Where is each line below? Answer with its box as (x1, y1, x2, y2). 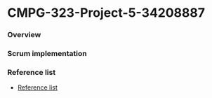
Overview (7, 30, 41, 40)
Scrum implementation (7, 49, 87, 59)
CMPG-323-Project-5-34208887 (7, 5, 206, 21)
